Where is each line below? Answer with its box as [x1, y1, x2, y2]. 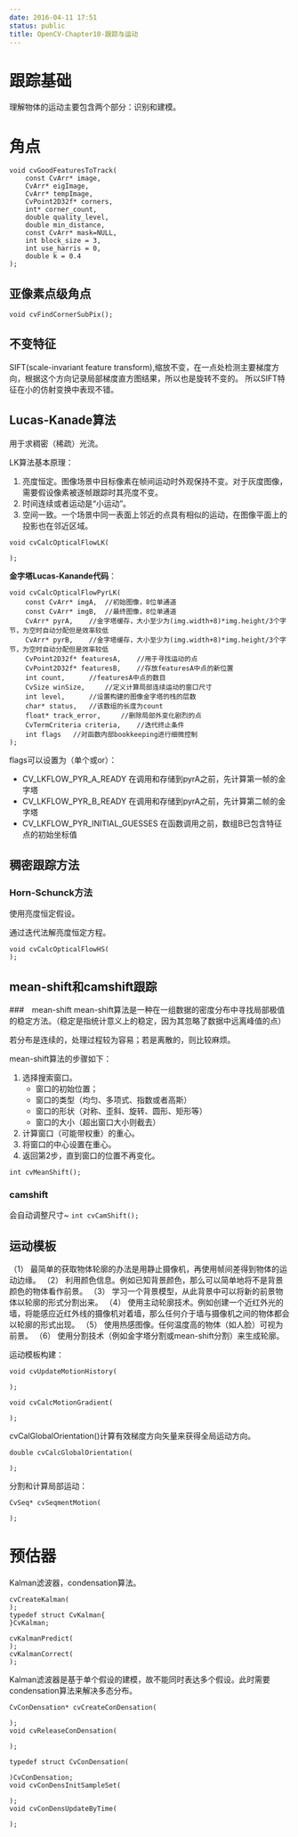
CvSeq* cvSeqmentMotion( [9, 1499, 101, 1508]
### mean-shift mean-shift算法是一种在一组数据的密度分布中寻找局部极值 [9, 1005, 286, 1016]
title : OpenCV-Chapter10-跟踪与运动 [9, 29, 139, 38]
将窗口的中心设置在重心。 [21, 1139, 117, 1150]
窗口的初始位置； [35, 1083, 99, 1095]
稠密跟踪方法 [9, 858, 80, 873]
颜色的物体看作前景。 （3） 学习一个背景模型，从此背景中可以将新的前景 [9, 1286, 276, 1297]
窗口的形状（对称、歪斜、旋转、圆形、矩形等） [35, 1105, 207, 1117]
